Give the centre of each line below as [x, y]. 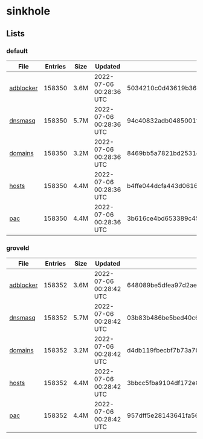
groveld [18, 248]
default [17, 51]
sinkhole [28, 11]
